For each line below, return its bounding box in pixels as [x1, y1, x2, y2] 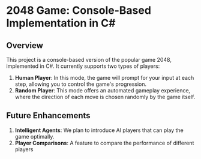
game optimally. [14, 133, 55, 140]
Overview [6, 40, 44, 50]
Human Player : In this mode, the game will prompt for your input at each [14, 74, 194, 81]
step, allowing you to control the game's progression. [14, 80, 147, 88]
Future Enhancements [6, 110, 91, 121]
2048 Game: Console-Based [6, 4, 152, 17]
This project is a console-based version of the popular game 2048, [6, 56, 172, 63]
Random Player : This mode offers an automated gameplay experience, [14, 87, 191, 94]
